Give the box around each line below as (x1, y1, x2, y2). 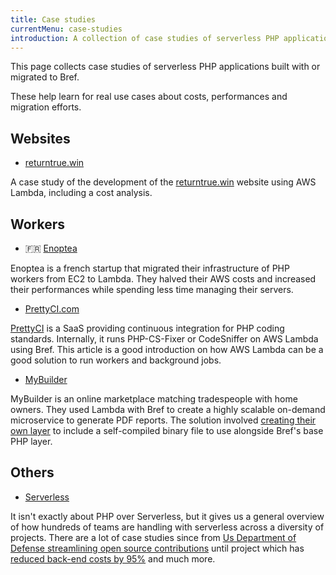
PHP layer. (10, 436, 53, 447)
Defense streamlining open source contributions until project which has (10, 542, 305, 554)
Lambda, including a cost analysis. (10, 187, 153, 199)
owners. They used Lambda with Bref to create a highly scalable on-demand (10, 404, 326, 415)
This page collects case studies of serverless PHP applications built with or (10, 61, 321, 73)
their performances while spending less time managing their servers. (10, 284, 294, 295)
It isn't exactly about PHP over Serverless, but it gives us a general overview (10, 510, 325, 522)
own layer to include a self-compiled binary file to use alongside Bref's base (10, 425, 324, 436)
